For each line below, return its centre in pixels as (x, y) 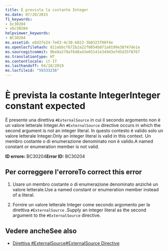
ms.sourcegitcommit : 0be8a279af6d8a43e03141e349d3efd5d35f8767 (73, 52)
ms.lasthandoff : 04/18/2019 (35, 66)
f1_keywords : (19, 19)
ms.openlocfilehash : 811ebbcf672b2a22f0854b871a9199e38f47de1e (73, 47)
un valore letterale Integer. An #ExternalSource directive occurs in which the (83, 125)
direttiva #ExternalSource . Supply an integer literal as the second (79, 210)
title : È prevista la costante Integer (47, 10)
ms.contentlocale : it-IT (31, 61)
